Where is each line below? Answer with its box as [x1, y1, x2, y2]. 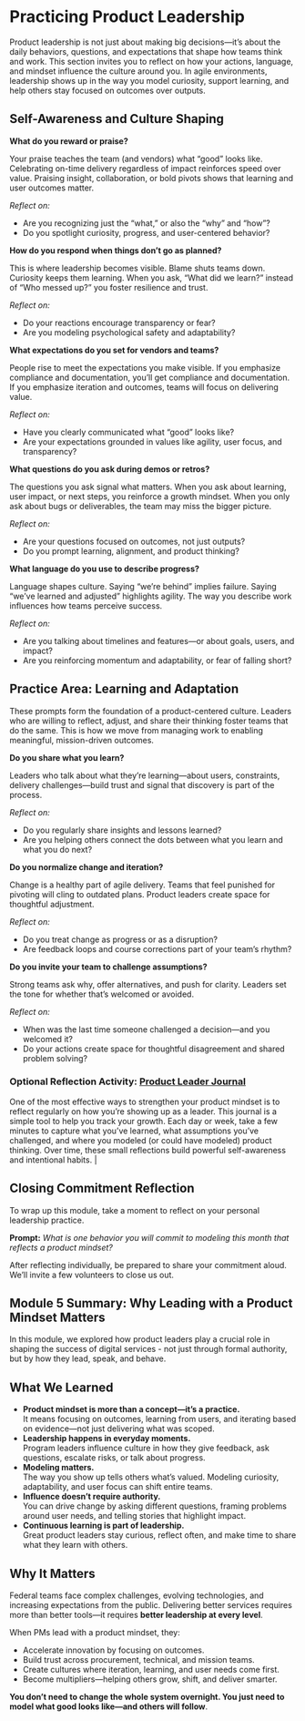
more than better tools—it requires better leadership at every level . [9, 1610, 263, 1621]
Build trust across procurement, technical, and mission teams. [22, 1654, 255, 1665]
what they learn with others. [22, 1540, 128, 1551]
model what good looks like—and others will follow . [9, 1701, 208, 1712]
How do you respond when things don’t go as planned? [9, 244, 222, 256]
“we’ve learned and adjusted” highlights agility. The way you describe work [9, 590, 292, 601]
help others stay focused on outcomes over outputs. [9, 85, 207, 96]
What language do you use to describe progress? [9, 563, 200, 574]
